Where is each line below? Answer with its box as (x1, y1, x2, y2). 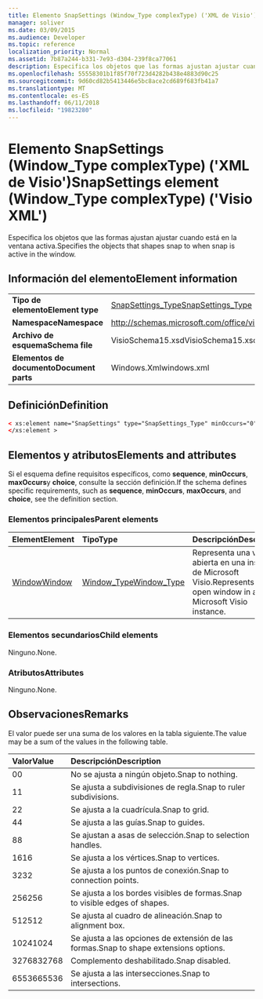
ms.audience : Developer (8, 33, 86, 42)
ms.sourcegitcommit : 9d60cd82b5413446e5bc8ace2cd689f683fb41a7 (8, 77, 219, 85)
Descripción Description (70, 755, 162, 766)
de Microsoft (192, 567, 240, 578)
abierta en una (192, 557, 246, 568)
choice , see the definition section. (8, 494, 119, 504)
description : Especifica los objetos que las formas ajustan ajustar (8, 63, 240, 71)
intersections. (70, 978, 121, 989)
